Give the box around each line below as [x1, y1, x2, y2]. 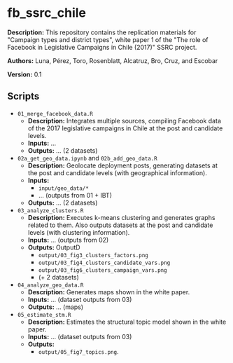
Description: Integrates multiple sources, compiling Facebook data [27, 116, 222, 125]
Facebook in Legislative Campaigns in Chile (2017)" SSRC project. [7, 43, 197, 51]
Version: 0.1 [7, 70, 42, 78]
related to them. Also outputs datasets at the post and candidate [27, 221, 213, 229]
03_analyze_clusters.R [17, 207, 84, 214]
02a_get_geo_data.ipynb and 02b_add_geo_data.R [17, 153, 157, 162]
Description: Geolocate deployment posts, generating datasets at [27, 161, 218, 170]
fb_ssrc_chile [7, 5, 86, 21]
